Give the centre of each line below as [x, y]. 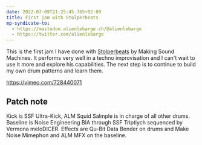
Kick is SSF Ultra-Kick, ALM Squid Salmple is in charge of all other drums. [98, 116]
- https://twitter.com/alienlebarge [58, 34]
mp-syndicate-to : [28, 23]
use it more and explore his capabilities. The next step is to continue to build [101, 65]
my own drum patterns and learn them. [55, 71]
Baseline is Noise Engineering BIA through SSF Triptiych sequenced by [95, 122]
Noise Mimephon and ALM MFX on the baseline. [67, 135]
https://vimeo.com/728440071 [44, 83]
